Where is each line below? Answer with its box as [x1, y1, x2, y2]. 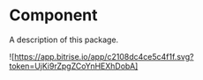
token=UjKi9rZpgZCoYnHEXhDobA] [9, 61, 139, 71]
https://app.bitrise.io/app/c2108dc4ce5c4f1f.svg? [14, 51, 194, 62]
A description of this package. [9, 34, 119, 45]
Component [9, 5, 99, 25]
